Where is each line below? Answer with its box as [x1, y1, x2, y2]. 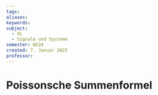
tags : [6, 8, 20, 15]
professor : [6, 53, 33, 59]
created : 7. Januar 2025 [6, 47, 68, 53]
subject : [6, 25, 28, 31]
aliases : [6, 14, 28, 20]
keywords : [6, 20, 31, 26]
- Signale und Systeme [11, 36, 68, 42]
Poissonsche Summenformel [6, 78, 153, 92]
